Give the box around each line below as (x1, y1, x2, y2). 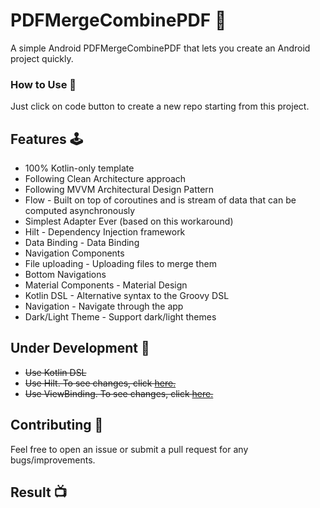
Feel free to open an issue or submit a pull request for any (10, 443, 249, 455)
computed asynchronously (24, 205, 136, 217)
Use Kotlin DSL (24, 366, 87, 378)
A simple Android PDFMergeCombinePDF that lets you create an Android (10, 42, 311, 54)
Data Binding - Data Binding (24, 237, 140, 249)
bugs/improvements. (10, 454, 96, 466)
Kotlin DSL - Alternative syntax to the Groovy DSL (24, 290, 230, 302)
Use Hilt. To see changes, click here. (24, 377, 177, 389)
